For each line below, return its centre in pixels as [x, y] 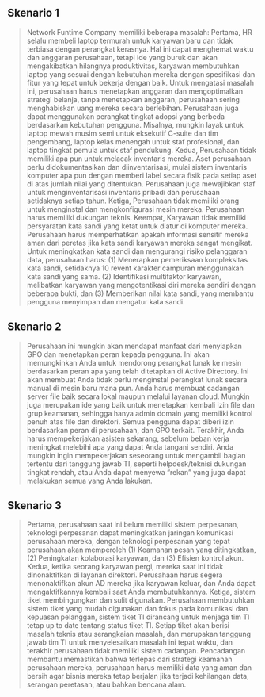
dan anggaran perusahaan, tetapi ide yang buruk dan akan [122, 57]
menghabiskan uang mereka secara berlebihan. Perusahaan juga [132, 108]
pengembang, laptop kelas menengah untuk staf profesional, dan [133, 141]
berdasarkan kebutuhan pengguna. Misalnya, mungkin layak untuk [135, 124]
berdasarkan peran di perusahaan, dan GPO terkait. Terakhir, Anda [135, 430]
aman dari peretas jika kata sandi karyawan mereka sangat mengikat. [140, 243]
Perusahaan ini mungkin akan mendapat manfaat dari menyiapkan [134, 346]
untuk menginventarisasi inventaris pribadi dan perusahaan [123, 192]
